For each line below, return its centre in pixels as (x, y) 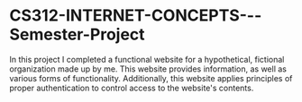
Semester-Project (78, 34)
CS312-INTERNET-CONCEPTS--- (136, 16)
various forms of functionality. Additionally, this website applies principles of (151, 78)
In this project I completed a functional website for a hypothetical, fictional (147, 59)
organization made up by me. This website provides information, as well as (148, 69)
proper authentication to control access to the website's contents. (132, 88)
